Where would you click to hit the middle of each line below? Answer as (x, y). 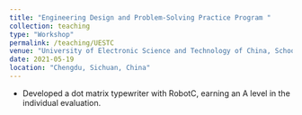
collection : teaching (50, 26)
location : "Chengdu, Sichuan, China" (80, 68)
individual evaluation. (62, 102)
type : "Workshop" (42, 34)
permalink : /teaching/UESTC (62, 43)
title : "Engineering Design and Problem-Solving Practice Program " (140, 18)
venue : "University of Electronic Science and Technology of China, (140, 51)
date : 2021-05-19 (42, 59)
